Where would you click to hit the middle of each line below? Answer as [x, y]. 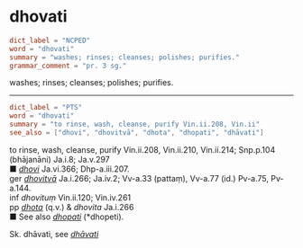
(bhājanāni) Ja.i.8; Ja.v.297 [60, 159]
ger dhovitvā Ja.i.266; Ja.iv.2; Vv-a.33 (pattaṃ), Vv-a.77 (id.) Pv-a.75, [139, 178]
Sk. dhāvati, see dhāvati [54, 234]
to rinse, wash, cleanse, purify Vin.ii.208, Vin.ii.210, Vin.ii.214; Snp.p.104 [142, 149]
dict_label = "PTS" [46, 108]
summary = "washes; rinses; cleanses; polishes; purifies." [125, 57]
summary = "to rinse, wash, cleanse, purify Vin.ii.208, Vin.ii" [134, 124]
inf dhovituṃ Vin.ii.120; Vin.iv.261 [70, 197]
